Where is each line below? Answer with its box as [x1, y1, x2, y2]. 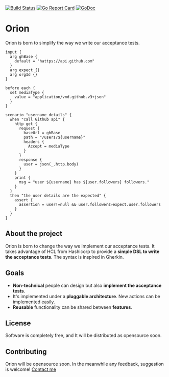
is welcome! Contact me [5, 366, 56, 372]
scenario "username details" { [5, 112, 72, 117]
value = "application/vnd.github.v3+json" [14, 94, 106, 99]
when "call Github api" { [10, 117, 65, 122]
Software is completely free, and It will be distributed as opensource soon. [5, 332, 162, 339]
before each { [5, 85, 36, 91]
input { [5, 49, 22, 55]
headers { [23, 139, 44, 144]
